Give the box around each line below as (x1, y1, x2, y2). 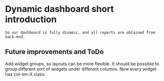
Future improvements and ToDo (5, 48, 104, 56)
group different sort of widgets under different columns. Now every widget (5, 66, 157, 72)
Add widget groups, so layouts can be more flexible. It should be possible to (5, 60, 160, 67)
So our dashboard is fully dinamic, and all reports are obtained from (5, 30, 155, 35)
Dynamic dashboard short (5, 3, 114, 15)
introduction (5, 14, 57, 25)
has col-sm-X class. (5, 71, 46, 77)
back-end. (5, 34, 26, 39)
